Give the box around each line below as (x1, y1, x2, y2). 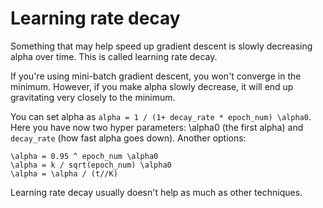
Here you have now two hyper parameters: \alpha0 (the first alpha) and (10, 121, 304, 133)
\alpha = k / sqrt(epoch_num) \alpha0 (10, 160, 172, 170)
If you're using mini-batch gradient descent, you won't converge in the (10, 70, 302, 82)
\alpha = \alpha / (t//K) (10, 168, 118, 179)
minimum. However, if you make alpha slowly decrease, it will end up (10, 80, 294, 92)
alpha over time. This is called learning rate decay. (10, 50, 218, 62)
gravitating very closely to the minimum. (10, 91, 176, 103)
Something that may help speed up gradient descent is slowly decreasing (10, 40, 313, 52)
